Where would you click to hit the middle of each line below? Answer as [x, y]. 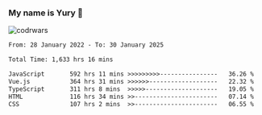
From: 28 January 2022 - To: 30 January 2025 [86, 45]
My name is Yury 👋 [46, 13]
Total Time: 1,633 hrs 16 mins [61, 60]
